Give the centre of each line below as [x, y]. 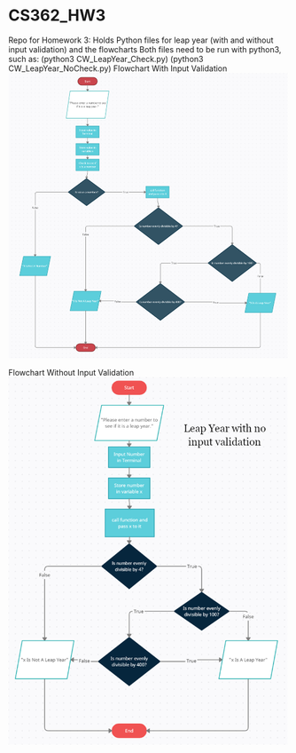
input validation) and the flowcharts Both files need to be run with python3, [145, 49]
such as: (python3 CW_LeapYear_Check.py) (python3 [106, 59]
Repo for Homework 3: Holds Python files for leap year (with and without [141, 40]
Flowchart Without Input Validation [71, 373]
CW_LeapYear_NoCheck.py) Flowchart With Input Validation [118, 68]
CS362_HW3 [57, 16]
